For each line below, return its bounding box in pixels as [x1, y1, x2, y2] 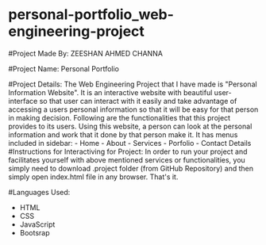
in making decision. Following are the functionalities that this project [8, 113, 231, 122]
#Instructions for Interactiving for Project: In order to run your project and [8, 147, 248, 156]
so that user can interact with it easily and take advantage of [39, 96, 237, 105]
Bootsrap [19, 228, 50, 237]
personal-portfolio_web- [8, 6, 175, 24]
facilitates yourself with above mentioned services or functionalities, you [8, 155, 246, 164]
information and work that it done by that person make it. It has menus [8, 129, 238, 140]
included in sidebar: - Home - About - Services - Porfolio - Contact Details [8, 138, 252, 147]
